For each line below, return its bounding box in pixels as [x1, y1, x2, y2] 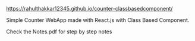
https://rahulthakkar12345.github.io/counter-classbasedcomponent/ [6, 5, 173, 12]
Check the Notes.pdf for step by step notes [6, 28, 112, 35]
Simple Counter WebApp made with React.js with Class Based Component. [6, 17, 190, 23]
